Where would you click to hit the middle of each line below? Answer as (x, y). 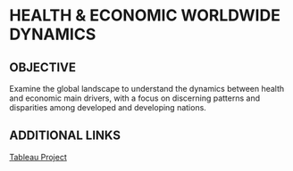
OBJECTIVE (42, 67)
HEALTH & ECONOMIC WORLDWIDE (145, 16)
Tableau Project (38, 157)
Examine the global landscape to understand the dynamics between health (147, 89)
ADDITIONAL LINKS (65, 136)
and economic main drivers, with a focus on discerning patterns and (135, 98)
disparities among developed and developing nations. (108, 107)
